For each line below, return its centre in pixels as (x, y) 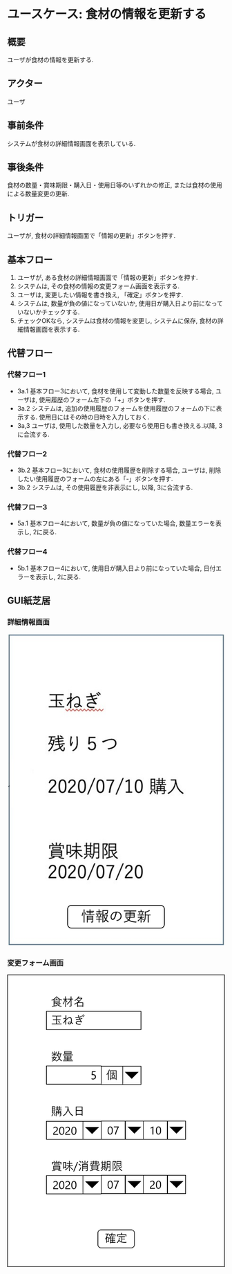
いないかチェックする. (48, 312)
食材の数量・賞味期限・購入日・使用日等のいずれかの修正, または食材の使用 (115, 185)
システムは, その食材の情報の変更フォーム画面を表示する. (98, 286)
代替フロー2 (27, 453)
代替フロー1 (27, 375)
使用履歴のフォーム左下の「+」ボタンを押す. (102, 400)
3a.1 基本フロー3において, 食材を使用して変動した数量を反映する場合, (115, 391)
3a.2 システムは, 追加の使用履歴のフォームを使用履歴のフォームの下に (116, 408)
